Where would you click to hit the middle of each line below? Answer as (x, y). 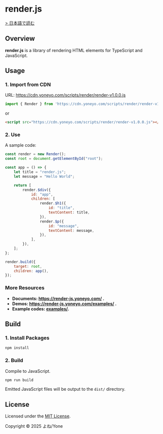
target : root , (28, 266)
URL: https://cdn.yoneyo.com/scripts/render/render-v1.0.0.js (65, 95)
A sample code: (21, 145)
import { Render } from (29, 104)
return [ (23, 185)
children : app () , (31, 271)
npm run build (19, 380)
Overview (20, 39)
